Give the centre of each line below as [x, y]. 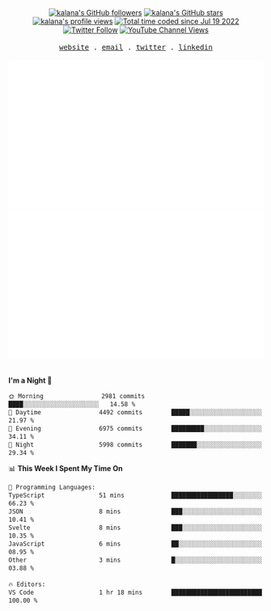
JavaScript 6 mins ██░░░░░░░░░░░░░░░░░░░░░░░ [135, 544]
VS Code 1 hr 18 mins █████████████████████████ [135, 592]
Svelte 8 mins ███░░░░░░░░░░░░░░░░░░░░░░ [135, 528]
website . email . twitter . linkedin [136, 47]
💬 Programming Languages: [52, 487]
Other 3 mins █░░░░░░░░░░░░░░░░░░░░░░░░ [135, 560]
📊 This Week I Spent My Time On [66, 468]
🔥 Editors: [27, 584]
